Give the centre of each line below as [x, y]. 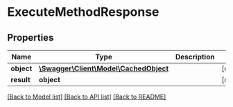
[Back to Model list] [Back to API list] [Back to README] [87, 97]
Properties [31, 38]
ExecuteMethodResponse [83, 12]
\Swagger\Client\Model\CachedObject [104, 68]
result [21, 80]
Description [195, 57]
